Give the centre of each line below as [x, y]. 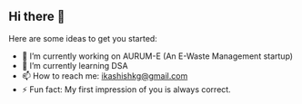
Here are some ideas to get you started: [83, 38]
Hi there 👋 [37, 17]
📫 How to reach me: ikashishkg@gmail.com [105, 76]
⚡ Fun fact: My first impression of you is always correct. [126, 89]
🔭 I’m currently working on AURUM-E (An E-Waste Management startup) [157, 56]
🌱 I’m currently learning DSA [75, 65]
